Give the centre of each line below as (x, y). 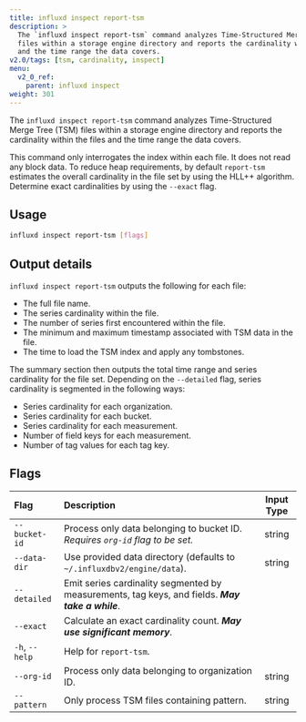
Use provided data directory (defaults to (149, 556)
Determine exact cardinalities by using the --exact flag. (113, 186)
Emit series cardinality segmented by (143, 583)
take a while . (92, 605)
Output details (51, 264)
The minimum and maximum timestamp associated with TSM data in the (158, 332)
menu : (20, 69)
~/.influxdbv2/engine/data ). (125, 568)
